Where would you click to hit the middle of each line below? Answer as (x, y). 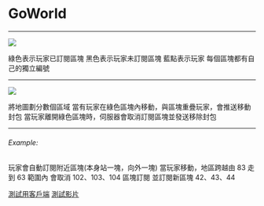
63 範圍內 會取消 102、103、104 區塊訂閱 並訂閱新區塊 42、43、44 (126, 178)
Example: (23, 143)
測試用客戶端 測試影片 (44, 194)
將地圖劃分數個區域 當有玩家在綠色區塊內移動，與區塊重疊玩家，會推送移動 (130, 107)
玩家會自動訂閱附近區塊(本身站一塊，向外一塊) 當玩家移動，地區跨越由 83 (127, 168)
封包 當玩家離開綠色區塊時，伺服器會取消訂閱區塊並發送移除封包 (112, 116)
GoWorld (37, 14)
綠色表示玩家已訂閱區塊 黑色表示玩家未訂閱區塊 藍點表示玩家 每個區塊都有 (128, 58)
